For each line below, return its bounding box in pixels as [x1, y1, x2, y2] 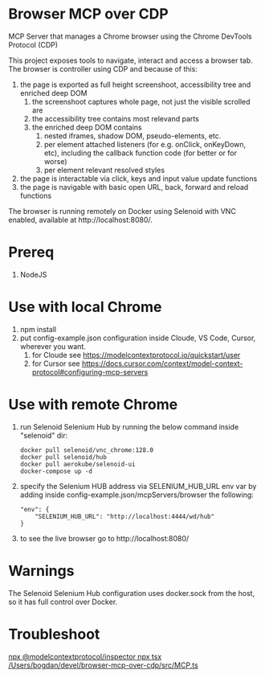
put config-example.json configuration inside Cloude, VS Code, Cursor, [19, 333, 256, 343]
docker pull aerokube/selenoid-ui [19, 460, 136, 468]
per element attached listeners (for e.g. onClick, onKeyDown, [43, 139, 247, 149]
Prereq [8, 243, 55, 261]
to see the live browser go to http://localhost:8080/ [19, 533, 190, 543]
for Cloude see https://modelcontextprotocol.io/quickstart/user [31, 350, 241, 360]
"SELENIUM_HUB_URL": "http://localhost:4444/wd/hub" [35, 512, 215, 520]
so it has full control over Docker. [8, 597, 118, 606]
